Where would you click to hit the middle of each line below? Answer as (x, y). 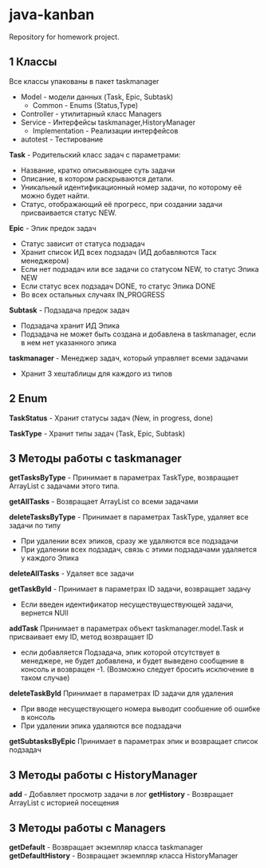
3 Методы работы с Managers (87, 828)
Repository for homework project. (64, 37)
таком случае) (45, 678)
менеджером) (45, 261)
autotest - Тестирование (62, 139)
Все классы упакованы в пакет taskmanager (84, 81)
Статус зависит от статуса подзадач (83, 243)
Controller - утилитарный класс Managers (91, 113)
